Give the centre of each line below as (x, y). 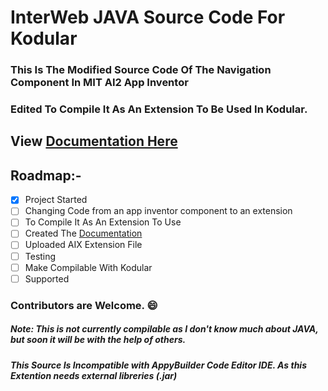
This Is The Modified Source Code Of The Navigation (141, 70)
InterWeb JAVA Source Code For (148, 17)
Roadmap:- (46, 175)
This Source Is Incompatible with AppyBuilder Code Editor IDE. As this (159, 365)
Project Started (56, 200)
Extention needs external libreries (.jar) (94, 375)
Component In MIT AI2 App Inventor (99, 83)
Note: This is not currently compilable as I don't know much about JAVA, (164, 329)
